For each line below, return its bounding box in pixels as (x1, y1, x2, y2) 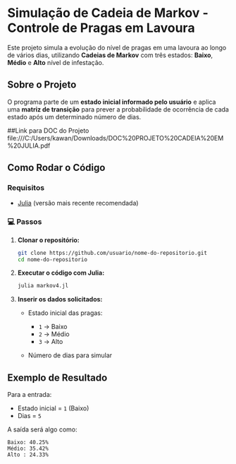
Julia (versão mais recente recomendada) (17, 199, 139, 208)
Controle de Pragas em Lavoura (7, 20, 195, 36)
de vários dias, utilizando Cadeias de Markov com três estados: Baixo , (7, 51, 213, 59)
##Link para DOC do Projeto (7, 126, 89, 135)
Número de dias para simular (27, 351, 113, 359)
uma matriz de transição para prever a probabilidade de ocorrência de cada (7, 105, 229, 114)
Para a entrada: (7, 391, 52, 399)
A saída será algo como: (7, 425, 77, 434)
